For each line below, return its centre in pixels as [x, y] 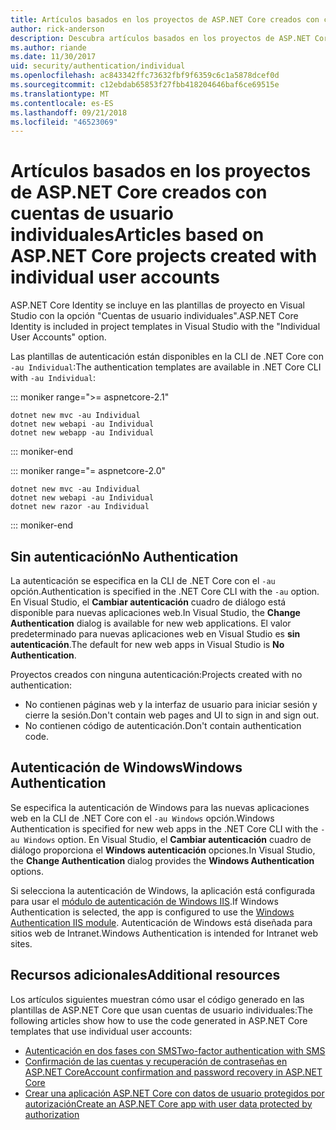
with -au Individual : [53, 378]
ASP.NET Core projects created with [164, 256]
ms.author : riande [48, 47]
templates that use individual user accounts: [101, 1031]
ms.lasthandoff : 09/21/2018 [69, 112]
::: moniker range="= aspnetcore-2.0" [88, 471]
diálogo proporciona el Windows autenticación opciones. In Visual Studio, [163, 850]
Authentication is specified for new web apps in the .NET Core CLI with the [164, 828]
